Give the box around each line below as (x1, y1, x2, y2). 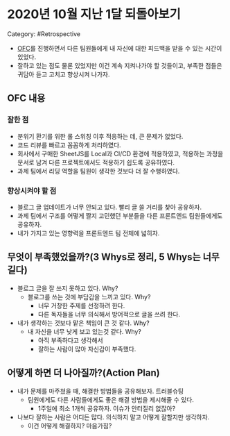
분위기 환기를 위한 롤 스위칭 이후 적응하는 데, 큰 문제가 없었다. (17, 132, 184, 140)
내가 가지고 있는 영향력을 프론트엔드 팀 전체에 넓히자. (17, 228, 160, 237)
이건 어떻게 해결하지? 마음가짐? (27, 421, 112, 430)
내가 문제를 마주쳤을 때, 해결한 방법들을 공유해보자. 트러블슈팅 (17, 387, 184, 395)
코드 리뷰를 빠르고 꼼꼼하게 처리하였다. (17, 140, 121, 149)
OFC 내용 (7, 92, 46, 104)
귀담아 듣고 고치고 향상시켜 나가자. (17, 70, 110, 78)
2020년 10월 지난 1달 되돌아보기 (7, 6, 182, 22)
